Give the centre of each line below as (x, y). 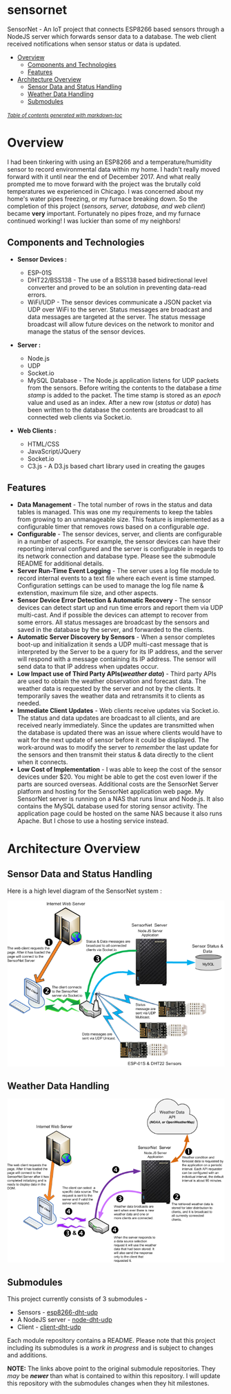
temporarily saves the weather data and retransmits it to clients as (111, 696)
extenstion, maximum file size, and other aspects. (88, 592)
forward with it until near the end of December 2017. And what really (104, 176)
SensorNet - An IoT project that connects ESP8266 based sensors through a (116, 29)
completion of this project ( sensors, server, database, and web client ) (106, 206)
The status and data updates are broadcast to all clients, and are (109, 718)
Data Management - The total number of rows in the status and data (114, 505)
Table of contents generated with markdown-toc (65, 115)
